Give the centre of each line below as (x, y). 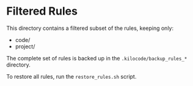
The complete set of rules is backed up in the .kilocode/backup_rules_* (97, 58)
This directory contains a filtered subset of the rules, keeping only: (90, 28)
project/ (25, 46)
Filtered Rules (42, 11)
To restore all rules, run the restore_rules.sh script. (71, 76)
